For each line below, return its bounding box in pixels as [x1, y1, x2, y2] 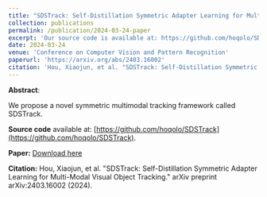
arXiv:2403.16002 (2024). [8, 180, 93, 190]
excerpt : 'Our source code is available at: [8, 33, 158, 42]
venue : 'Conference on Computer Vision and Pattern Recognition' [8, 48, 229, 56]
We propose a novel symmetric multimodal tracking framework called [8, 100, 236, 110]
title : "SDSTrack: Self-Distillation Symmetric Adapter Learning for [8, 11, 244, 20]
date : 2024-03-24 [8, 41, 66, 49]
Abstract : [8, 85, 41, 95]
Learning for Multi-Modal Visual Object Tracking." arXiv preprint [8, 172, 217, 181]
